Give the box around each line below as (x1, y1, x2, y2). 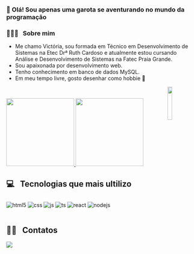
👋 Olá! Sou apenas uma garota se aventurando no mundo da (6, 5, 185, 14)
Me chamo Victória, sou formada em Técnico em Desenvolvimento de (14, 43, 189, 50)
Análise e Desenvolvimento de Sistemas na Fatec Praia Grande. (14, 55, 173, 63)
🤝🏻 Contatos (6, 225, 58, 235)
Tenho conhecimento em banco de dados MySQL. (14, 69, 140, 76)
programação (6, 13, 47, 21)
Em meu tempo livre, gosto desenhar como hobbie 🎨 (14, 75, 146, 82)
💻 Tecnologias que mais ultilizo (6, 179, 132, 189)
